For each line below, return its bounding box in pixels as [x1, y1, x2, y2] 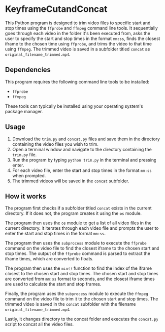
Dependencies [5, 66, 51, 74]
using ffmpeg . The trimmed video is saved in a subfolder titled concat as [5, 46, 150, 52]
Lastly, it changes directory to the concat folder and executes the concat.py [5, 316, 159, 322]
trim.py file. [12, 152, 37, 158]
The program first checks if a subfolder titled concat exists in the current [5, 205, 152, 211]
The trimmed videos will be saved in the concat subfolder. [12, 178, 130, 184]
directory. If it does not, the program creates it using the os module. [5, 210, 142, 216]
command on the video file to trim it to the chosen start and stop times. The [5, 296, 159, 302]
